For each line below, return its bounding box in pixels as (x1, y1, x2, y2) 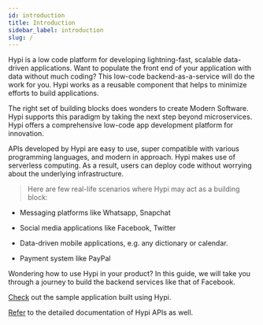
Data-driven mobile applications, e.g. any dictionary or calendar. (19, 238, 228, 248)
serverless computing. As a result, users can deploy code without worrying (8, 161, 252, 170)
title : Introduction (8, 19, 76, 27)
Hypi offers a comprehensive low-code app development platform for (8, 120, 234, 130)
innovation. (8, 129, 45, 138)
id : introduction (8, 11, 65, 20)
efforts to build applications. (8, 88, 99, 98)
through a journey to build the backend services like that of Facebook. (8, 277, 236, 287)
